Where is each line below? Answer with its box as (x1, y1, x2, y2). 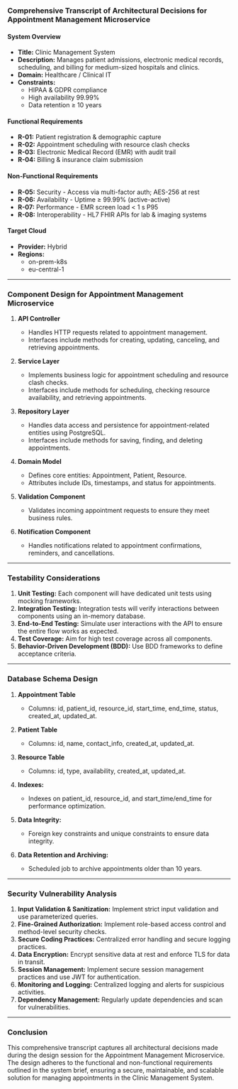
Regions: (17, 249, 45, 258)
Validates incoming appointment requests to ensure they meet (28, 506, 210, 515)
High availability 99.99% (28, 93, 100, 102)
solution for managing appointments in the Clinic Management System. (7, 1073, 215, 1082)
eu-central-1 (28, 265, 64, 273)
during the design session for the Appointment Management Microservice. (7, 1051, 225, 1060)
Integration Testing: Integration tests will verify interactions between (17, 605, 220, 613)
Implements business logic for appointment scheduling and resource (28, 371, 229, 379)
